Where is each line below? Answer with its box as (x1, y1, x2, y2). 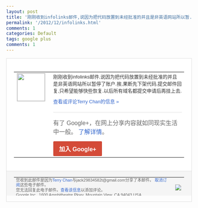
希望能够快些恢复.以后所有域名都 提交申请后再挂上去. (64, 87, 182, 94)
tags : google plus (6, 36, 51, 42)
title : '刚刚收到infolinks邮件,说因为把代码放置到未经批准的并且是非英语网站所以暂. (6, 14, 193, 20)
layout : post (6, 8, 38, 15)
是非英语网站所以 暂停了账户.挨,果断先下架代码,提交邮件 (52, 80, 177, 87)
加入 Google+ (58, 145, 97, 152)
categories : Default (6, 31, 57, 37)
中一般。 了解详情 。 (52, 128, 108, 135)
